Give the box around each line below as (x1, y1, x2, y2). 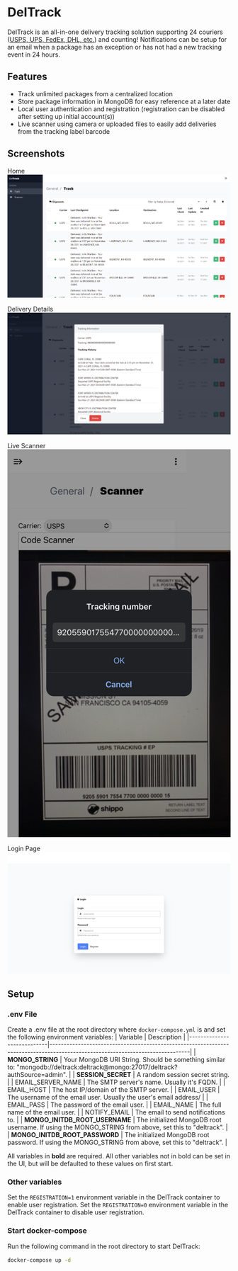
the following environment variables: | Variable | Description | (7, 1033, 186, 1042)
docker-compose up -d (7, 1256, 72, 1264)
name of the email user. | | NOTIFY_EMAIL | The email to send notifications (7, 1108, 225, 1117)
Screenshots (7, 148, 65, 160)
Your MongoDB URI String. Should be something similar (63, 1056, 225, 1064)
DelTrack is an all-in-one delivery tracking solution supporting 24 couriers (7, 28, 223, 36)
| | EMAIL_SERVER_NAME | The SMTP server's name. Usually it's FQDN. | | (7, 1078, 225, 1087)
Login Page (7, 844, 41, 853)
